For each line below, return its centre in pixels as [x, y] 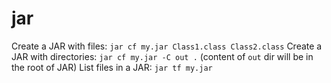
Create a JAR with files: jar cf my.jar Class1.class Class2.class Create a [167, 46]
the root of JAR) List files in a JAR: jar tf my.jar [112, 67]
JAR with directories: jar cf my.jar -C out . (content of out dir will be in [162, 56]
